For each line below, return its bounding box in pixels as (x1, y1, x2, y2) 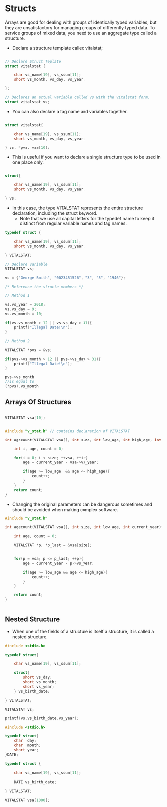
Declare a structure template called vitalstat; (12, 45, 103, 51)
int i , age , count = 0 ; (14, 446, 64, 451)
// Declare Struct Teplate (5, 59, 61, 64)
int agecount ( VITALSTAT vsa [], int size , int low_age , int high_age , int (5, 438, 162, 442)
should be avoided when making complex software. (12, 506, 118, 512)
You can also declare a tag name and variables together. (12, 109, 128, 115)
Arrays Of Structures (5, 398, 71, 406)
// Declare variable (5, 262, 48, 267)
